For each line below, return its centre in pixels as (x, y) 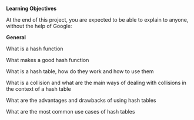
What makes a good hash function (48, 60)
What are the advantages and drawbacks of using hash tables (81, 100)
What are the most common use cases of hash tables (71, 112)
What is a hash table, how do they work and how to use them (80, 71)
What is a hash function (35, 49)
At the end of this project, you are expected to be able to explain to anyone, (97, 20)
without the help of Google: (39, 26)
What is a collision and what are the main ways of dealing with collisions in (96, 83)
